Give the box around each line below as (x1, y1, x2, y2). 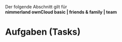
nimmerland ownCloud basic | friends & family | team (5, 9, 117, 15)
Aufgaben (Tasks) (5, 26, 81, 38)
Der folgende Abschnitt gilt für (5, 4, 67, 9)
